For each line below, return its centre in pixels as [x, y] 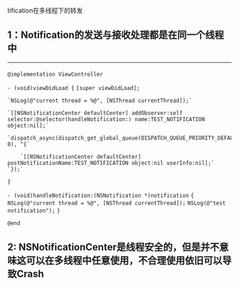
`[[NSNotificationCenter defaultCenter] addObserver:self [95, 113]
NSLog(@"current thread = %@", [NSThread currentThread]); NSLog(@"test [117, 203]
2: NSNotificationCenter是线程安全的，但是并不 [113, 247]
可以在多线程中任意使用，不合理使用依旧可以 [124, 260]
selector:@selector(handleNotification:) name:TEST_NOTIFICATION [106, 120]
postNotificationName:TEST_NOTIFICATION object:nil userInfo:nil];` [111, 163]
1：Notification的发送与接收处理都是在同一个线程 [116, 35]
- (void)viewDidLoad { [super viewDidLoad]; [74, 88]
